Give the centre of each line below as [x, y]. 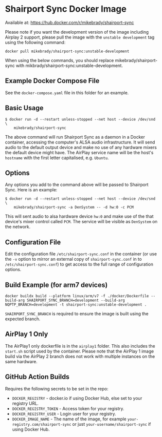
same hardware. [21, 361]
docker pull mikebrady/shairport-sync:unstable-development [67, 51]
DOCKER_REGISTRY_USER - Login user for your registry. [64, 414]
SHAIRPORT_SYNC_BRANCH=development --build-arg [76, 300]
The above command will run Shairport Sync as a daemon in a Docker [75, 137]
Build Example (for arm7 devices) [56, 285]
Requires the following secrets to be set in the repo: [57, 389]
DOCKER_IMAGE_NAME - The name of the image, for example [69, 419]
